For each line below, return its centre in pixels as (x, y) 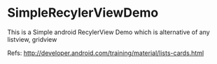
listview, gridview (32, 39)
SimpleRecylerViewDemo (83, 13)
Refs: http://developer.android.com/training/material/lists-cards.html (106, 53)
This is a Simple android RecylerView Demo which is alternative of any (108, 32)
